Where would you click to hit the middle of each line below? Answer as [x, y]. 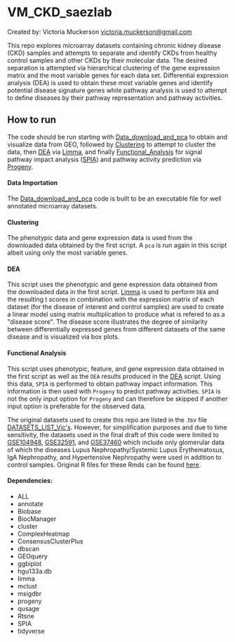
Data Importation [33, 183]
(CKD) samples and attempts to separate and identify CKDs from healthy [112, 53]
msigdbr [29, 593]
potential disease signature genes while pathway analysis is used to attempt [117, 90]
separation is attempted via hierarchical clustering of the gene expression [114, 68]
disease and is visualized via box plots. [63, 337]
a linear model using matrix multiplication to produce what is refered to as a [116, 315]
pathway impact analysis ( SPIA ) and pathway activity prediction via [105, 159]
